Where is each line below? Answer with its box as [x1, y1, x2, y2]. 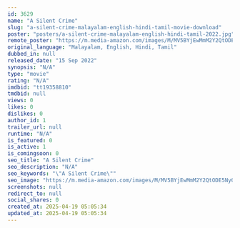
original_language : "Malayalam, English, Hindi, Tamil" [7, 44, 177, 51]
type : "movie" [7, 70, 50, 77]
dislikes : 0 [7, 110, 43, 117]
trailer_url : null [7, 123, 62, 131]
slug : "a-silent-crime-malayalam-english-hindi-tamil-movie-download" [7, 24, 222, 31]
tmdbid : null [7, 90, 46, 97]
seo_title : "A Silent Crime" [7, 157, 94, 164]
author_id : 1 [7, 117, 46, 124]
